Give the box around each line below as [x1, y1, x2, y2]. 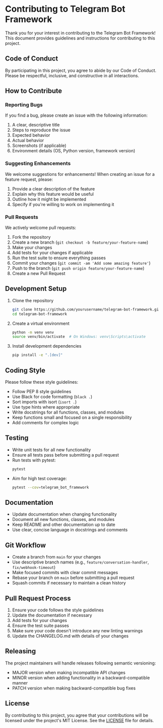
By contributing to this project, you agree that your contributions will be [5, 712, 148, 718]
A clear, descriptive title [12, 122, 60, 128]
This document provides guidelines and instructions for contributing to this [5, 35, 155, 41]
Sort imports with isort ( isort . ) [12, 399, 77, 405]
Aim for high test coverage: [12, 475, 67, 481]
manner [12, 680, 28, 686]
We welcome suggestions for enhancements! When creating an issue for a [5, 171, 155, 177]
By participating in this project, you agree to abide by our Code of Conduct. [5, 67, 157, 73]
